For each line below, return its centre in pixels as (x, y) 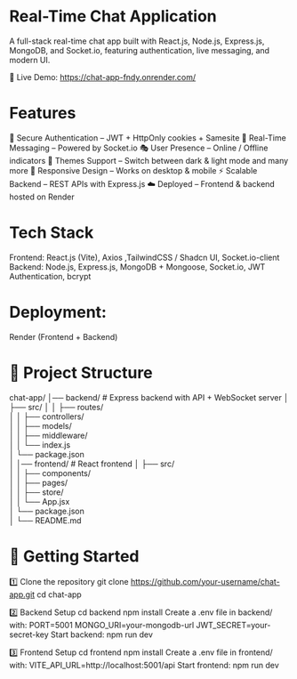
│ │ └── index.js (40, 445)
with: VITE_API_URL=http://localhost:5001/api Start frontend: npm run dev (144, 665)
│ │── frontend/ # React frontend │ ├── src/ (92, 464)
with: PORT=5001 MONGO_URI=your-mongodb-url (102, 625)
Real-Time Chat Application (113, 16)
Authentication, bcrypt (50, 276)
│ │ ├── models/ (41, 425)
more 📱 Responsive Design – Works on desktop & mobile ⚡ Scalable (133, 170)
